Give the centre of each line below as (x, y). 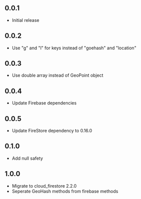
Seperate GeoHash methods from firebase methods (65, 191)
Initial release (25, 20)
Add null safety (27, 158)
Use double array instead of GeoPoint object (58, 75)
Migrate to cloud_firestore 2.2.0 (44, 186)
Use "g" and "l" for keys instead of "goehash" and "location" (74, 48)
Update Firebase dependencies (44, 103)
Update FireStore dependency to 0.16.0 (52, 131)
